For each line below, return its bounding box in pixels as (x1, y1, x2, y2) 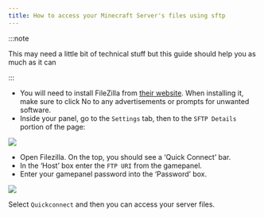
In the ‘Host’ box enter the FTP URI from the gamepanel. (19, 161, 203, 170)
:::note (8, 33, 29, 43)
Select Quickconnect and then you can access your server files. (8, 200, 215, 209)
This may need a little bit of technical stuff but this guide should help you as (8, 48, 256, 58)
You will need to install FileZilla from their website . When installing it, (19, 88, 244, 98)
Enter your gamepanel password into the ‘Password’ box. (19, 169, 208, 179)
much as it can (8, 57, 57, 67)
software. (19, 105, 52, 114)
